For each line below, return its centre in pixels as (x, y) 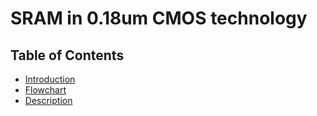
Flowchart (45, 90)
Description (48, 100)
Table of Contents (67, 55)
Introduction (50, 79)
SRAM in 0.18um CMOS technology (159, 18)
